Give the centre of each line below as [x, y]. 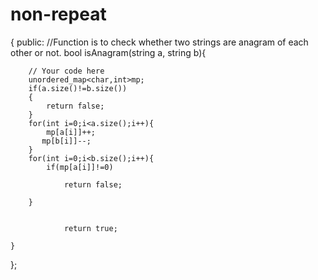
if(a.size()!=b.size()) [78, 88]
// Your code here [66, 71]
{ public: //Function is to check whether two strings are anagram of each [159, 42]
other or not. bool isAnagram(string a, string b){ [108, 52]
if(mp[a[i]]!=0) [80, 167]
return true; [90, 228]
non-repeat [58, 14]
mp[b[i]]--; [66, 141]
